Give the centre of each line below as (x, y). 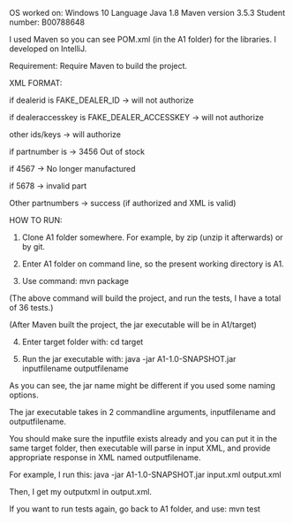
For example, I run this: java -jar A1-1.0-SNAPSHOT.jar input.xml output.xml (145, 474)
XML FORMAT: (36, 83)
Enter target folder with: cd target (83, 342)
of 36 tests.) (31, 308)
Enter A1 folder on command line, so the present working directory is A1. (153, 264)
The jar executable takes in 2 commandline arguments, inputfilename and (143, 412)
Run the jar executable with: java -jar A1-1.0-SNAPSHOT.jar (129, 359)
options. (24, 395)
